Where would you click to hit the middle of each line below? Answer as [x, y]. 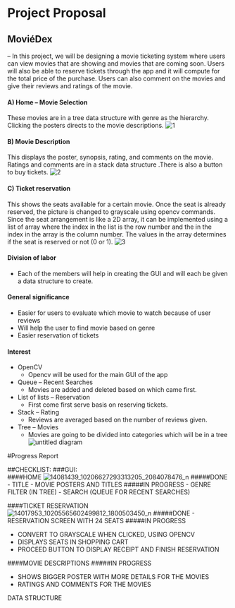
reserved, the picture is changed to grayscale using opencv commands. [112, 211]
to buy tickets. [28, 172]
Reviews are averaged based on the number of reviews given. [118, 420]
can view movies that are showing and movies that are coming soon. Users [116, 64]
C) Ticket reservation [39, 188]
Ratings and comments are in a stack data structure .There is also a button [115, 165]
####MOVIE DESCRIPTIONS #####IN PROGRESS [80, 564]
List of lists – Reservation [53, 398]
